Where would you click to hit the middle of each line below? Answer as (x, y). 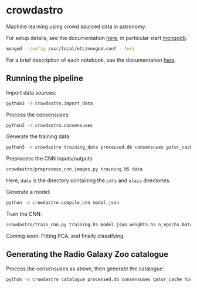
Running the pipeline (45, 78)
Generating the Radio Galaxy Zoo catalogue (87, 254)
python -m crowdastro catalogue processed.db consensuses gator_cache (94, 279)
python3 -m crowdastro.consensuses (50, 125)
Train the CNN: (24, 214)
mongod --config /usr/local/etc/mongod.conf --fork (70, 48)
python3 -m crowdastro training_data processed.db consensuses (85, 148)
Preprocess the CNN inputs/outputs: (50, 159)
